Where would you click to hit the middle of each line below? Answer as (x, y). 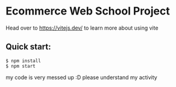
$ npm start (20, 66)
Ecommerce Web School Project (88, 11)
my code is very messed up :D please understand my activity (81, 77)
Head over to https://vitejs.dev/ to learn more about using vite (82, 28)
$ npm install (24, 61)
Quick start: (29, 47)
